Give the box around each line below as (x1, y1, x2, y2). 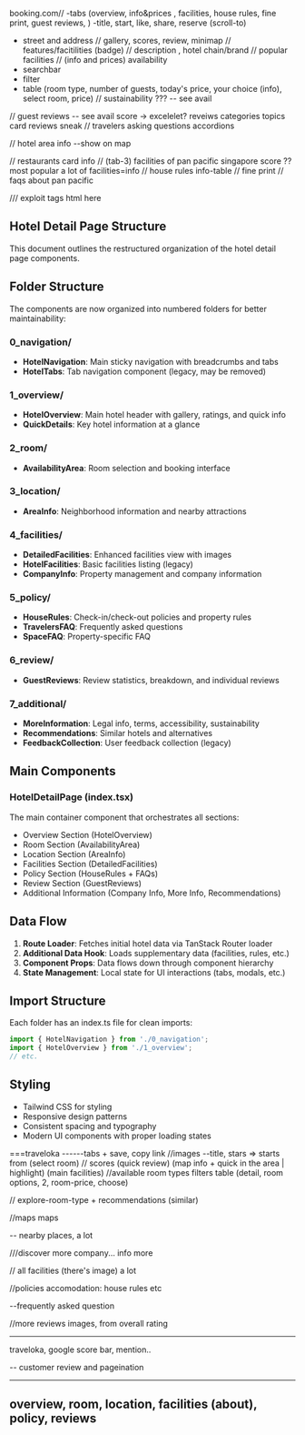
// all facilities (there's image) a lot (9, 1265, 137, 1276)
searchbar (22, 64, 62, 75)
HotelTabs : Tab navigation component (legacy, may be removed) (22, 366, 266, 377)
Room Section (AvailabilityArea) (22, 839, 141, 850)
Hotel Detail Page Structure (9, 218, 167, 235)
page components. (9, 252, 80, 263)
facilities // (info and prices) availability (22, 55, 168, 65)
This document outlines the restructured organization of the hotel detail (9, 243, 277, 254)
